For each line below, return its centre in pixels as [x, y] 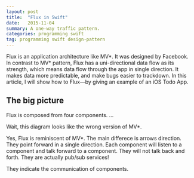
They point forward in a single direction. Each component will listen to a [94, 145]
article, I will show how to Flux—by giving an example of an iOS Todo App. [98, 82]
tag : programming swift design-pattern [56, 39]
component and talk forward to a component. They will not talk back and [96, 151]
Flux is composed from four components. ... [60, 115]
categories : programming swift [45, 34]
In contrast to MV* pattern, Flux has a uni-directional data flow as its [90, 63]
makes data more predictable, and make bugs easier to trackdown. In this [96, 76]
